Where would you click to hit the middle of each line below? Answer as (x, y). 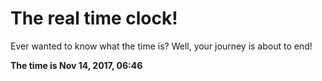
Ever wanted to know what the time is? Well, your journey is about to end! (161, 46)
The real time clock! (94, 18)
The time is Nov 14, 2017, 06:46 (76, 65)
